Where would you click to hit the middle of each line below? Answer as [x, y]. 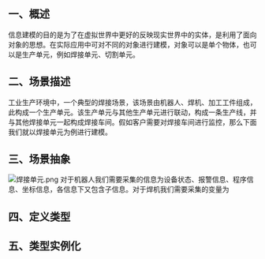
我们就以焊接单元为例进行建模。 [60, 132]
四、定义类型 [39, 217]
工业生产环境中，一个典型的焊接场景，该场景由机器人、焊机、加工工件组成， [132, 102]
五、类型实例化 [45, 246]
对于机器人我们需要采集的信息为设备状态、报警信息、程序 [153, 179]
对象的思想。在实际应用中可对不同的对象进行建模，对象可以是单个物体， [125, 44]
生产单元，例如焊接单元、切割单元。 [80, 54]
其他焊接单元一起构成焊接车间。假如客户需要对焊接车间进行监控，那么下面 [136, 122]
